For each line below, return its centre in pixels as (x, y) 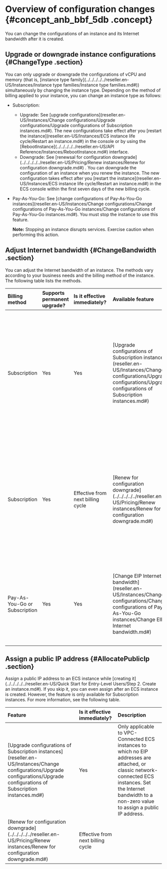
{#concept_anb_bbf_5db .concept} (79, 20)
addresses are (134, 758)
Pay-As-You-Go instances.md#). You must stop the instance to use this (85, 214)
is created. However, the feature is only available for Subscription (72, 694)
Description (132, 715)
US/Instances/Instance (29, 85)
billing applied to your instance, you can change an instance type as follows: (83, 95)
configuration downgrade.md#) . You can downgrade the (78, 167)
